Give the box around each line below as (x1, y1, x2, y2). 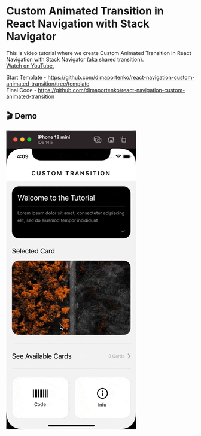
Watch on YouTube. (6, 62, 54, 69)
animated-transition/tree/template (6, 80, 90, 87)
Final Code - (6, 86, 37, 93)
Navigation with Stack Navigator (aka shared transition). (6, 56, 144, 63)
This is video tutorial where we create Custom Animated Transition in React (6, 49, 191, 56)
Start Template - (6, 74, 47, 81)
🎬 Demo (6, 111, 38, 121)
